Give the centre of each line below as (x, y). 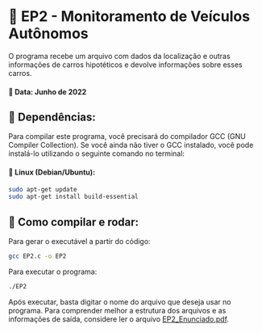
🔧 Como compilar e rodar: (74, 222)
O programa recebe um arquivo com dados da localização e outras (120, 56)
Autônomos (48, 34)
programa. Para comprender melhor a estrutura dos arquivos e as (117, 310)
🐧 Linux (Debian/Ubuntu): (52, 172)
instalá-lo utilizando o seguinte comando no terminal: (97, 153)
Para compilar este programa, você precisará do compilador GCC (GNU (127, 137)
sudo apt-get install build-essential (73, 197)
